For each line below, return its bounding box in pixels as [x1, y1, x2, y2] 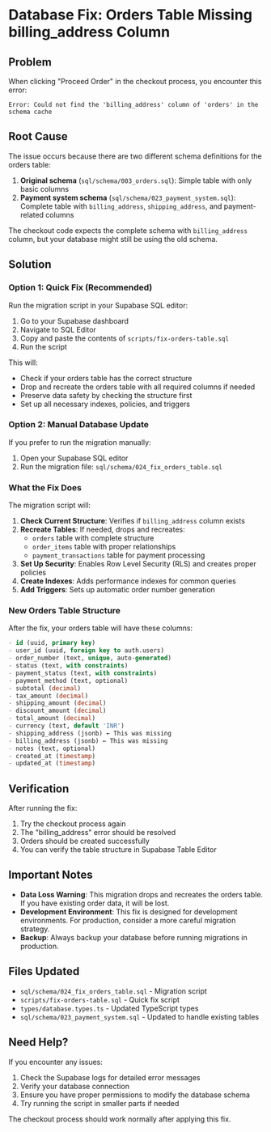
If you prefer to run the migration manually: [8, 437, 151, 447]
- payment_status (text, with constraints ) [8, 669, 158, 677]
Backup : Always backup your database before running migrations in [19, 932, 248, 942]
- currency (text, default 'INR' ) [8, 722, 125, 730]
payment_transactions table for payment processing [32, 550, 205, 560]
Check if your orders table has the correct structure [19, 373, 193, 383]
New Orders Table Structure [8, 605, 121, 617]
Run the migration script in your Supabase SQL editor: [8, 300, 188, 310]
